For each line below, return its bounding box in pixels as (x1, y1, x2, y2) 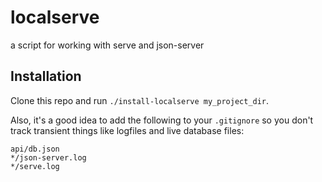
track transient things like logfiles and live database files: (10, 124, 245, 136)
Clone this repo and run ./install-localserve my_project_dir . (10, 94, 270, 106)
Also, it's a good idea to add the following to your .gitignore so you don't (10, 114, 314, 126)
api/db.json (10, 144, 60, 154)
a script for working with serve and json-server (10, 39, 205, 51)
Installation (10, 68, 82, 85)
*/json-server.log (10, 152, 87, 163)
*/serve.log (10, 161, 60, 171)
